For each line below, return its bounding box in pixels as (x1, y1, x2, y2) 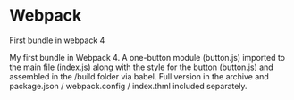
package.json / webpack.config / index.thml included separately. (9, 80, 248, 91)
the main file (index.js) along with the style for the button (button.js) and (9, 62, 274, 72)
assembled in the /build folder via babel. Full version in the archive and (9, 71, 270, 81)
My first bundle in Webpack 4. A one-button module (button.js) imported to (9, 52, 286, 62)
